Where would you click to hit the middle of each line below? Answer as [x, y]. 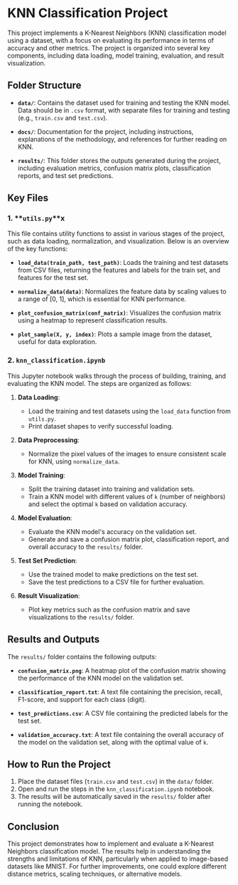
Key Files [28, 198]
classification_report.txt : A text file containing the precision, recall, [120, 691]
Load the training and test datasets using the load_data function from [129, 411]
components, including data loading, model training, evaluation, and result [116, 56]
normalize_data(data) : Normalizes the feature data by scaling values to [122, 292]
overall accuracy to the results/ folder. [86, 547]
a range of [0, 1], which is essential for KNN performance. [102, 299]
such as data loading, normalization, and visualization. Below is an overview [118, 241]
